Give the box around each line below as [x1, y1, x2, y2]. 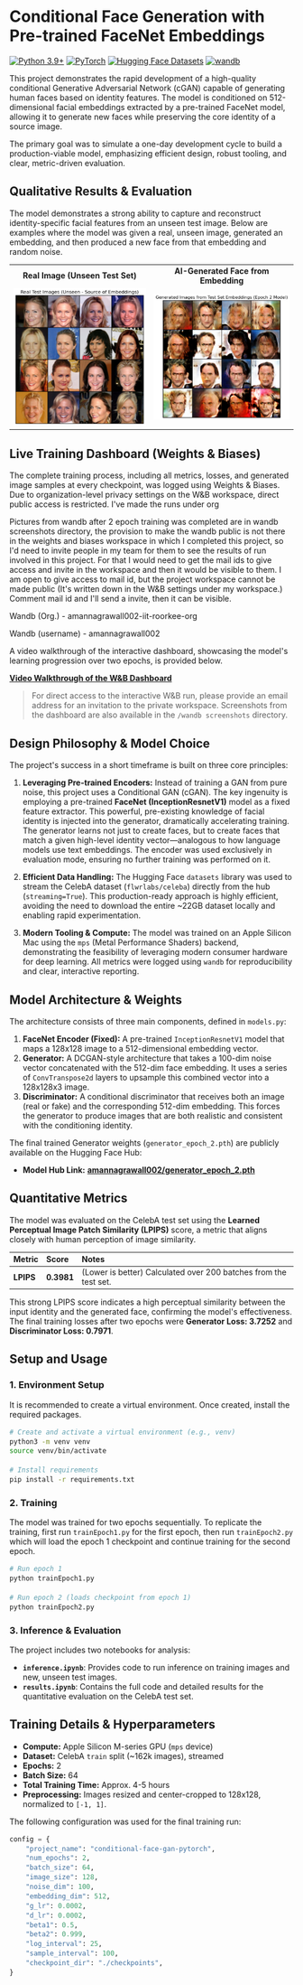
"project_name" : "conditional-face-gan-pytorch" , [25, 1844, 216, 1853]
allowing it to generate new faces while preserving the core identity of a [9, 111, 277, 122]
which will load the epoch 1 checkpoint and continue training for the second [9, 1536, 291, 1547]
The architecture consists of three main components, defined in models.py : [9, 1016, 287, 1026]
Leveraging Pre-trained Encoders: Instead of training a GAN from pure [22, 777, 288, 788]
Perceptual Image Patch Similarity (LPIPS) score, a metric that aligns [9, 1224, 268, 1235]
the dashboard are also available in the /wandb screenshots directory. [31, 709, 289, 720]
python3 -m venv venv [9, 1437, 91, 1447]
